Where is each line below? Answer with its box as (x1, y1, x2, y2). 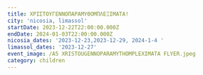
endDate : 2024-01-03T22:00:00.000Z (7, 30, 113, 38)
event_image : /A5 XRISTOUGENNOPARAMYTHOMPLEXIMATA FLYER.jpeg (7, 51, 196, 58)
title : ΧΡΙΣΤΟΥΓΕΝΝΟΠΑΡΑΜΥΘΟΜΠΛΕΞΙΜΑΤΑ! (7, 10, 130, 18)
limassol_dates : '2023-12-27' (7, 44, 98, 51)
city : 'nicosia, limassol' (7, 17, 88, 24)
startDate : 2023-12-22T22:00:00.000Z (7, 24, 120, 31)
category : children (7, 57, 66, 64)
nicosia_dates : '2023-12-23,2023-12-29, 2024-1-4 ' (7, 37, 164, 44)
